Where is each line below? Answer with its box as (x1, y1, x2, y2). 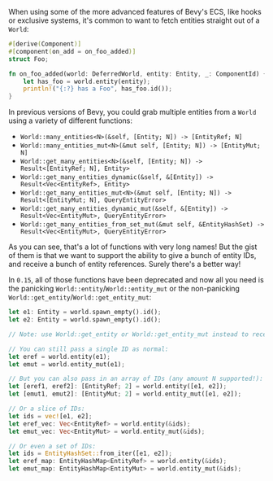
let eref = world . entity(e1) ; (8, 352, 111, 361)
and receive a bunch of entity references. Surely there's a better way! (8, 260, 241, 269)
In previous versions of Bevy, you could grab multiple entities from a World (8, 107, 257, 117)
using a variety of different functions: (8, 116, 132, 125)
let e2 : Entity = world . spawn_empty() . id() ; (8, 316, 162, 324)
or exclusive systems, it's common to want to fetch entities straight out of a (8, 15, 260, 25)
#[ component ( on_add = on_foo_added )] (8, 47, 136, 55)
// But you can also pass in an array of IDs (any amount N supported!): (8, 374, 264, 383)
